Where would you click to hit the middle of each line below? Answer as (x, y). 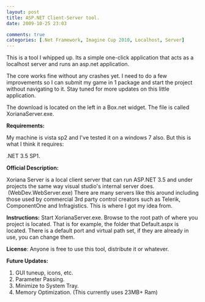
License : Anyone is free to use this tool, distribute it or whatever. (88, 249)
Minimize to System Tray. (47, 286)
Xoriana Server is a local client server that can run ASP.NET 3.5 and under (100, 180)
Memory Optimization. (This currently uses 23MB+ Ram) (86, 292)
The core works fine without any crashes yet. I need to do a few (87, 76)
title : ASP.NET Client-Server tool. (53, 18)
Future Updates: (28, 261)
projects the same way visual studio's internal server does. (80, 186)
